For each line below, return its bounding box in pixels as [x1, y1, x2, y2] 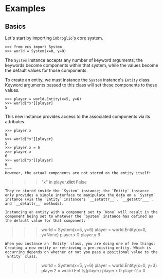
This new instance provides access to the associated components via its [5, 114, 150, 119]
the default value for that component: [5, 218, 86, 223]
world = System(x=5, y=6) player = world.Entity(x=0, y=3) [41, 262, 157, 268]
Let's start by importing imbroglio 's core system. [5, 35, 104, 41]
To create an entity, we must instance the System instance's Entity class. [5, 77, 151, 82]
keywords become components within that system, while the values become [5, 63, 159, 68]
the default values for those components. [5, 67, 88, 73]
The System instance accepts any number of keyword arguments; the [5, 57, 143, 63]
